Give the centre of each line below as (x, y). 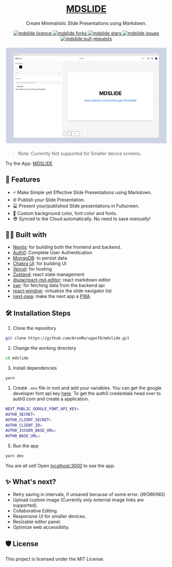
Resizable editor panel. (37, 521)
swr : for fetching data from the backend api (59, 286)
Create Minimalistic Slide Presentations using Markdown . (86, 23)
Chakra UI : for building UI (40, 263)
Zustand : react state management (49, 274)
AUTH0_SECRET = (21, 414)
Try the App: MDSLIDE (29, 163)
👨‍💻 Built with (26, 235)
